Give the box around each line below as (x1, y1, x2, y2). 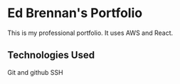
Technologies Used (7, 49, 95, 61)
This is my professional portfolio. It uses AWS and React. (7, 28, 174, 37)
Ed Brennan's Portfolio (7, 5, 143, 21)
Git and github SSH (7, 68, 63, 76)
